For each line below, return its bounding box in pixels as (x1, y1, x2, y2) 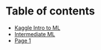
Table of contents (5, 4, 96, 18)
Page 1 (14, 37, 31, 44)
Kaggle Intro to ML (14, 24, 61, 31)
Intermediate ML (14, 30, 55, 37)
